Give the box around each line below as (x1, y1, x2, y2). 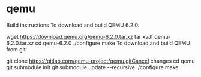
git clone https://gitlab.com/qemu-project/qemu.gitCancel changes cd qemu (6, 57, 195, 64)
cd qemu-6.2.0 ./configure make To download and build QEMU (35, 39, 191, 47)
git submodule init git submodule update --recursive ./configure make (6, 63, 179, 70)
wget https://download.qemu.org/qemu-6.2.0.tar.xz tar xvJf (6, 33, 154, 40)
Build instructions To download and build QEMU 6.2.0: (6, 21, 140, 29)
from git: (6, 45, 28, 53)
